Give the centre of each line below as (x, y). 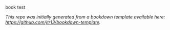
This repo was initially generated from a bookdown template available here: (85, 17)
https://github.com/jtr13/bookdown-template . (53, 22)
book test (15, 7)
